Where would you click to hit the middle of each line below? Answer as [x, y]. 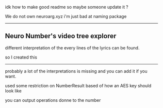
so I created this [21, 57]
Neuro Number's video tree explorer [61, 36]
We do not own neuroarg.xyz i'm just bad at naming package [66, 16]
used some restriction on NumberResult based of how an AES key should [78, 85]
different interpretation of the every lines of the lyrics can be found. [72, 47]
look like [13, 91]
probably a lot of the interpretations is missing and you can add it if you [76, 71]
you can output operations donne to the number [53, 100]
